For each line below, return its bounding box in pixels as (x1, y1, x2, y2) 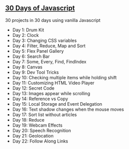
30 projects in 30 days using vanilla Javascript (5, 17, 101, 23)
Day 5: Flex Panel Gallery (12, 48, 64, 54)
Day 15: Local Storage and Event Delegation (12, 101, 103, 107)
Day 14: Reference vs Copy (12, 96, 68, 102)
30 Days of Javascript (5, 4, 75, 12)
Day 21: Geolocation (12, 133, 54, 139)
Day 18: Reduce (12, 117, 45, 123)
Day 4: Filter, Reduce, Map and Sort (12, 42, 86, 49)
